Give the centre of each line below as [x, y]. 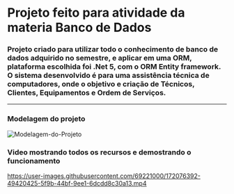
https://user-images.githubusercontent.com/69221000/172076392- [104, 176]
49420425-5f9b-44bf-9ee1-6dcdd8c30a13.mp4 [77, 184]
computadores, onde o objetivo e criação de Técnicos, [101, 84]
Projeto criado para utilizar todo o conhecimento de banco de [113, 49]
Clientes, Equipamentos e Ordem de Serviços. [87, 93]
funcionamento [34, 161]
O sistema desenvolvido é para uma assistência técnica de [109, 76]
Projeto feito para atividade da [96, 13]
